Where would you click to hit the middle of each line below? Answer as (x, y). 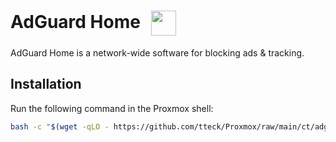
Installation (46, 84)
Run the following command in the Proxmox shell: (112, 108)
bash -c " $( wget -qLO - (60, 126)
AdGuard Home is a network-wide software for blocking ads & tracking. (157, 52)
